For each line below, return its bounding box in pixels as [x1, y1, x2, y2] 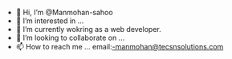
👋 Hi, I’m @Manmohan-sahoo [15, 8, 114, 17]
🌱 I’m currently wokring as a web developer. [15, 25, 162, 33]
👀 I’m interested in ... [15, 16, 84, 26]
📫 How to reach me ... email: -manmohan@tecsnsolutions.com [15, 42, 224, 51]
